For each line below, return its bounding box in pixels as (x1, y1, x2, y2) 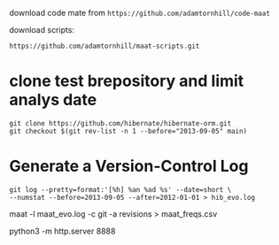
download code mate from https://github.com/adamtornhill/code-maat (9, 8, 270, 18)
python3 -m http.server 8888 (9, 226, 116, 236)
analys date (9, 90, 97, 110)
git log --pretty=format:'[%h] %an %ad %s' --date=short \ (9, 185, 232, 194)
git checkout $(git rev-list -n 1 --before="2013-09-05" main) (9, 126, 248, 135)
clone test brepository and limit (9, 71, 244, 91)
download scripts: (9, 25, 75, 34)
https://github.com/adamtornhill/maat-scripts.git (9, 42, 200, 50)
